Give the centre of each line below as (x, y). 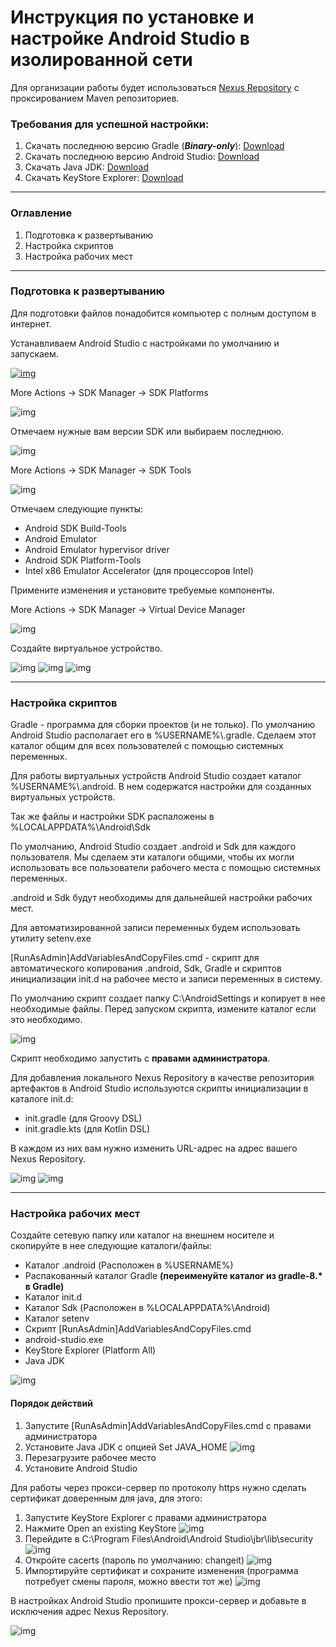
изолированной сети (101, 60)
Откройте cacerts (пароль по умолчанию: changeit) (134, 1560)
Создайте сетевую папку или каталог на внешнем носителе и (142, 1235)
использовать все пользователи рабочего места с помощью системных (166, 868)
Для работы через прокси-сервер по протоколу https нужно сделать (158, 1487)
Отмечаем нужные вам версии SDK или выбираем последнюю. (147, 431)
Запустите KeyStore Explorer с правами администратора (145, 1517)
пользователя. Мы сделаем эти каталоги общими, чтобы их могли (152, 857)
